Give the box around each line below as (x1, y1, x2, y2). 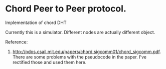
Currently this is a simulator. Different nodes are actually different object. (5, 29, 155, 35)
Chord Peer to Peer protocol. (5, 3, 126, 14)
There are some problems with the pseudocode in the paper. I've (12, 53, 147, 60)
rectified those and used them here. (12, 59, 87, 65)
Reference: (5, 38, 28, 45)
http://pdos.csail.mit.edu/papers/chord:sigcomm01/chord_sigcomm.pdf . (12, 48, 161, 54)
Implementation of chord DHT (5, 19, 67, 25)
